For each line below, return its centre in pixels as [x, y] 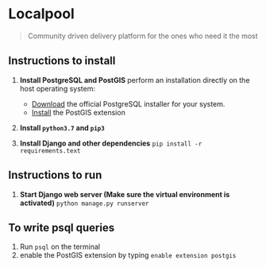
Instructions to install [62, 61]
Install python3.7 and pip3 [62, 127]
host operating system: [57, 88]
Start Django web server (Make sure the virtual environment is [125, 194]
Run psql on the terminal [60, 247]
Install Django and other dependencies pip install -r [111, 143]
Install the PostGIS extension [78, 112]
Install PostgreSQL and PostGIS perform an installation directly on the [135, 80]
